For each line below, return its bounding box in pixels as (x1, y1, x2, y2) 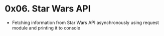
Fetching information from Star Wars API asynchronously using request (12, 19, 159, 25)
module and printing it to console (12, 24, 81, 30)
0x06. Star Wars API (5, 3, 91, 14)
